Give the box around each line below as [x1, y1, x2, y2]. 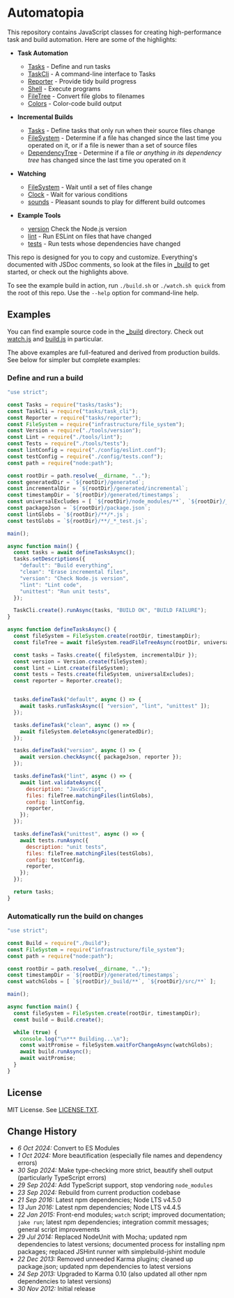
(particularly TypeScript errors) [17, 1173, 107, 1182]
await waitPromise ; [19, 1055, 77, 1062]
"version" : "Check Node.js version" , [19, 574, 130, 582]
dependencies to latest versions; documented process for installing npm [17, 1240, 225, 1249]
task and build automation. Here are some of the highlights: [7, 35, 178, 43]
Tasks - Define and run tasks [27, 62, 111, 70]
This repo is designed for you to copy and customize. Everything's [7, 253, 198, 261]
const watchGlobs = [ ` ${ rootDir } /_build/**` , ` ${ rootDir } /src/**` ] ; [7, 978, 217, 985]
